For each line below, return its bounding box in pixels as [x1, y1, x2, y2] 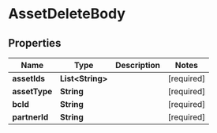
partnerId [12, 112, 49, 123]
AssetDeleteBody [8, 5, 126, 23]
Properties [8, 36, 62, 50]
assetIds [12, 73, 46, 84]
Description [115, 60, 160, 70]
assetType [12, 86, 53, 97]
